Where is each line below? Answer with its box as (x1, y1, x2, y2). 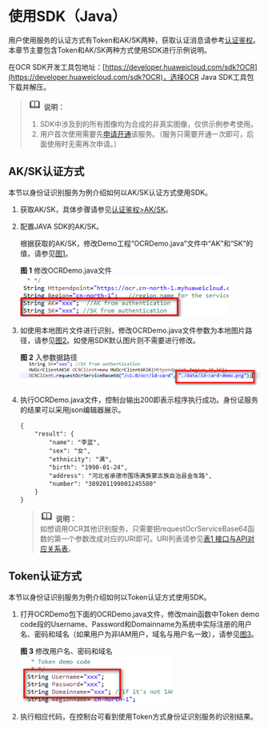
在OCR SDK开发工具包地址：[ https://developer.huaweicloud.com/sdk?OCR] (8, 62, 258, 72)
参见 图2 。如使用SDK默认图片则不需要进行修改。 (41, 335, 200, 345)
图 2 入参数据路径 (19, 353, 78, 362)
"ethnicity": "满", (49, 455, 113, 464)
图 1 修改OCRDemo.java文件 (19, 265, 112, 275)
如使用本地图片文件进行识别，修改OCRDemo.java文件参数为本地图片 (19, 325, 246, 335)
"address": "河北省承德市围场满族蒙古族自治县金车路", (49, 472, 213, 480)
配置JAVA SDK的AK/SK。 (19, 221, 104, 231)
